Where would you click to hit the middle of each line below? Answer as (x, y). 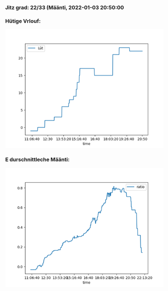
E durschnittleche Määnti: (37, 160)
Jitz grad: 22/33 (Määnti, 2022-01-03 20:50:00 (65, 8)
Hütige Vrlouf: (23, 21)
